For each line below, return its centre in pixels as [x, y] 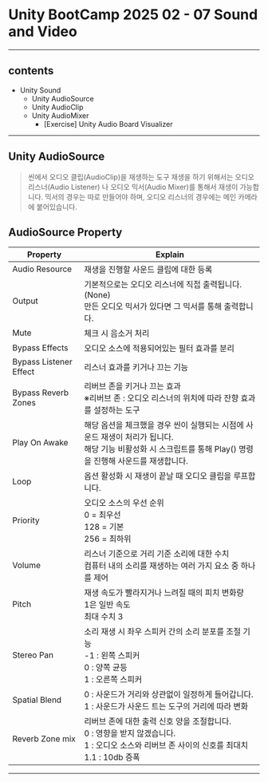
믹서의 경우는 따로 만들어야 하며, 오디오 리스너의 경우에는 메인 [141, 196]
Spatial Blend [37, 700]
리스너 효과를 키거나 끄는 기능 [136, 367]
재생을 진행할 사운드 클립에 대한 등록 [148, 270]
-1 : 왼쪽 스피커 [112, 656]
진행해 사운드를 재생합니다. [141, 461]
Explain [170, 255]
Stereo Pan [33, 655]
